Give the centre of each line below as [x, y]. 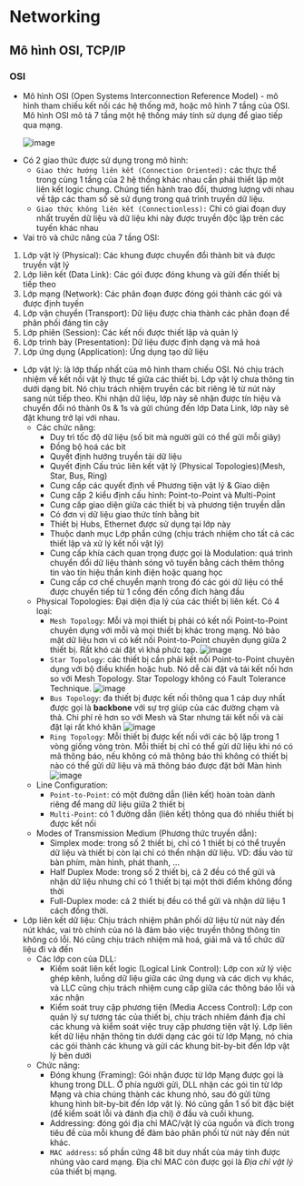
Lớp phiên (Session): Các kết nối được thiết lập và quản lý [130, 332]
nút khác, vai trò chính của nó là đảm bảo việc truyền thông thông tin [151, 930]
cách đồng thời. [79, 910]
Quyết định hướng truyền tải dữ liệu [116, 456]
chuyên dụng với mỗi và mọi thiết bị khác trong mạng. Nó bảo [165, 630]
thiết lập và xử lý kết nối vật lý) [107, 543]
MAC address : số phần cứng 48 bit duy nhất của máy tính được [165, 1151]
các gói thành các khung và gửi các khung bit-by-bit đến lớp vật [170, 1045]
